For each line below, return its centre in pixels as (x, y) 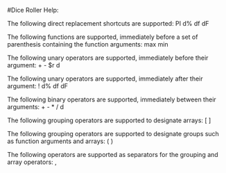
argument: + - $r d (34, 65)
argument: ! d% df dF (37, 86)
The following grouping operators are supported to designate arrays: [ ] (109, 120)
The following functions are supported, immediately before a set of (103, 37)
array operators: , (32, 162)
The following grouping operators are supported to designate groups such (113, 134)
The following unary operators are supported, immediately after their (105, 79)
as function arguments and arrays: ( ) (60, 141)
